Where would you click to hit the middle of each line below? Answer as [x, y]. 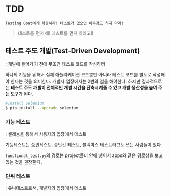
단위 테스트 [18, 176]
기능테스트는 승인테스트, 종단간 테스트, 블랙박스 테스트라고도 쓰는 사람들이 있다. [84, 144]
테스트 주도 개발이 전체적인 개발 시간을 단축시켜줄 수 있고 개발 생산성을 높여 [84, 87]
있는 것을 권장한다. [24, 162]
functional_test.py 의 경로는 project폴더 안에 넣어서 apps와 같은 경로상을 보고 [84, 155]
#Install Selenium [25, 103]
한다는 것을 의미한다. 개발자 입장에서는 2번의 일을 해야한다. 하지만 [75, 81]
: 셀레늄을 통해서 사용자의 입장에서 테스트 [46, 134]
